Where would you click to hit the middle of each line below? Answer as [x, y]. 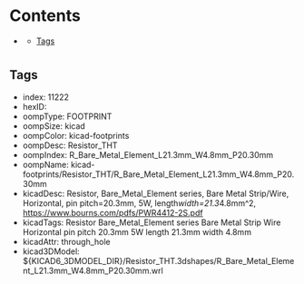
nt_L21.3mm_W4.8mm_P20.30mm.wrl [93, 270]
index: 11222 [46, 97]
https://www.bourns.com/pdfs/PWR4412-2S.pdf [113, 212]
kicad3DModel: [51, 251]
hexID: [34, 106]
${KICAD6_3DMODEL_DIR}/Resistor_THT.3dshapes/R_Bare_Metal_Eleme [158, 260]
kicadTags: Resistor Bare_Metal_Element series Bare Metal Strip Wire [152, 222]
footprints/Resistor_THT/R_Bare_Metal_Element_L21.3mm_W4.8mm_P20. [158, 174]
